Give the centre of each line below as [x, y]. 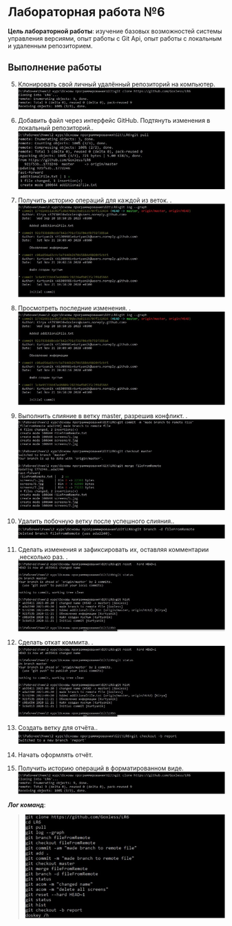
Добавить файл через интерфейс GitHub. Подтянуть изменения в [114, 121]
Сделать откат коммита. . [55, 642]
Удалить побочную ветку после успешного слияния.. [96, 521]
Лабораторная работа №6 [86, 12]
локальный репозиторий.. [55, 128]
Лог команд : [27, 805]
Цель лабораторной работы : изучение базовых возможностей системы [115, 31]
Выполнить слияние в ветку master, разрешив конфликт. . [103, 415]
